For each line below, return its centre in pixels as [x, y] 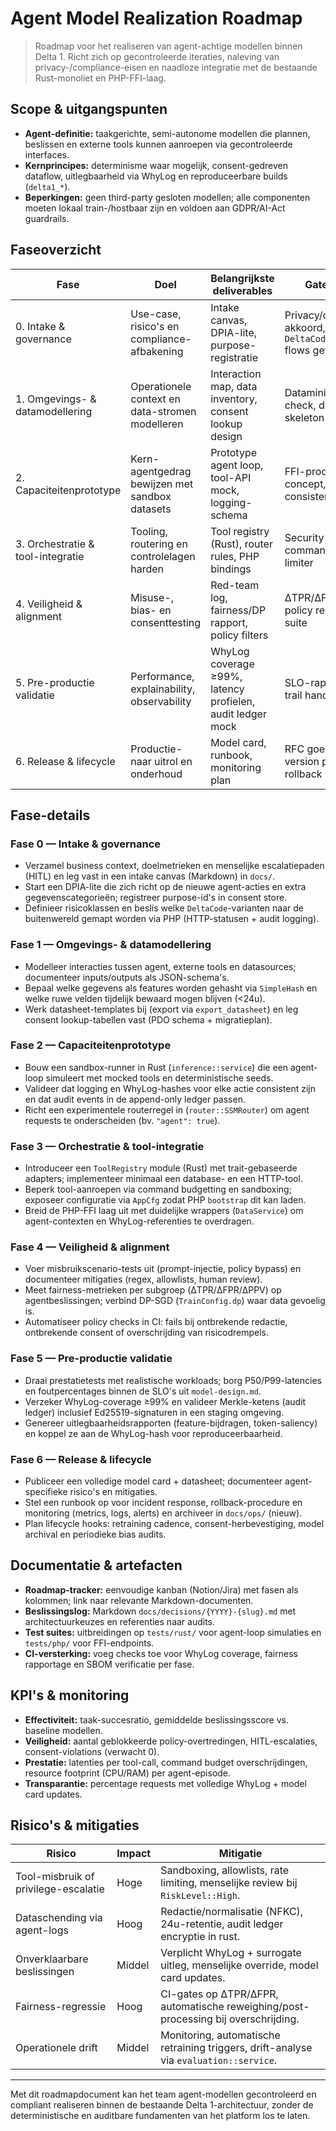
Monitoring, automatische [220, 2035]
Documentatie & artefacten [96, 1565]
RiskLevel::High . [200, 1895]
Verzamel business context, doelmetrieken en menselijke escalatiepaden [174, 866]
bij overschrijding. [257, 2019]
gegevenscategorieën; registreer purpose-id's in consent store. [156, 898]
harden [147, 569]
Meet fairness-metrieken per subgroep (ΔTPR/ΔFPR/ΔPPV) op [153, 1290]
